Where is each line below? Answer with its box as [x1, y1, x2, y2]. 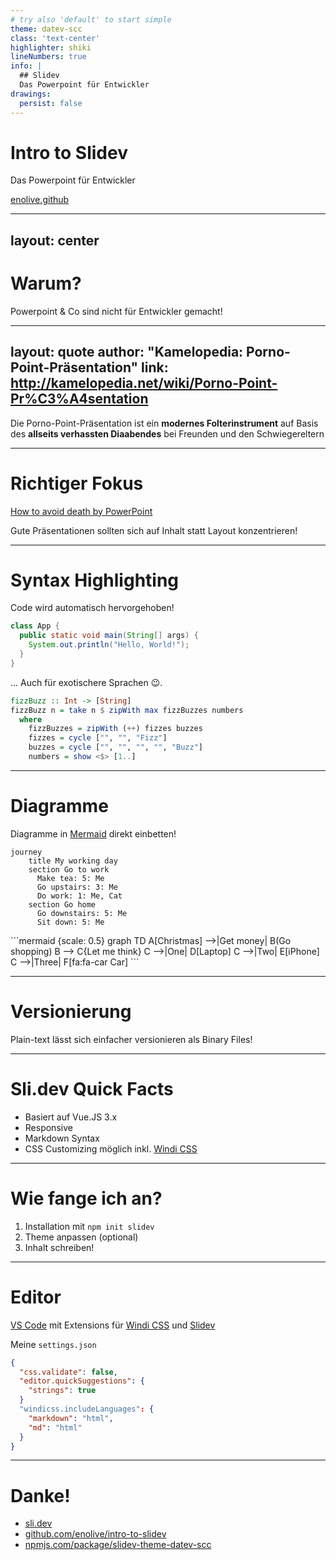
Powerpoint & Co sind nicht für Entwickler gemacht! [10, 305, 223, 317]
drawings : [10, 89, 52, 99]
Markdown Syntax [24, 1132, 100, 1144]
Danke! [10, 1484, 71, 1507]
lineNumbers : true [10, 52, 87, 62]
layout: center [10, 232, 100, 249]
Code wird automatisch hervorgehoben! [10, 602, 175, 614]
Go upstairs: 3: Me [36, 882, 118, 892]
